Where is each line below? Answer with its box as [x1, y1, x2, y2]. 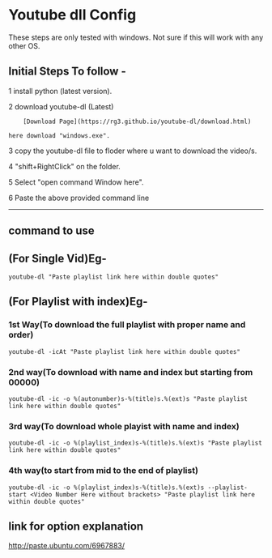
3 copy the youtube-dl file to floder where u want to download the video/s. [8, 146, 257, 155]
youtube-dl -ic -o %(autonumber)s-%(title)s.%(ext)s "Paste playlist [8, 394, 249, 403]
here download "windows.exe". [8, 131, 111, 139]
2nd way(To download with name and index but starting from [8, 366, 253, 377]
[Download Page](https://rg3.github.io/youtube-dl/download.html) [23, 117, 252, 126]
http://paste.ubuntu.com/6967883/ [8, 541, 125, 551]
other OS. [8, 40, 40, 50]
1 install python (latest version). [8, 86, 113, 96]
